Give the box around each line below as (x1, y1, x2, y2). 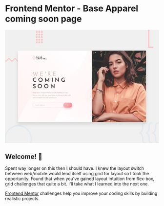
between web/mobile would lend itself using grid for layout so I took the (5, 171, 149, 177)
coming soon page (5, 13, 82, 24)
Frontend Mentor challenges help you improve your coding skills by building (5, 190, 158, 196)
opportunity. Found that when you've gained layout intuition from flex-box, (5, 176, 155, 182)
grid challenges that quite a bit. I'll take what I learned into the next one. (5, 181, 149, 187)
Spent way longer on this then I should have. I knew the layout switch (5, 165, 144, 171)
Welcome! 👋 (5, 152, 42, 160)
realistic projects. (5, 196, 40, 202)
